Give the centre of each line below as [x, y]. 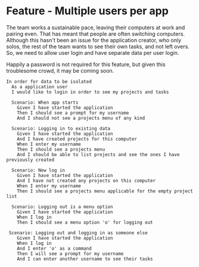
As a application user [40, 87]
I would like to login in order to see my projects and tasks [90, 92]
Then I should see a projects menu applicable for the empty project [105, 191]
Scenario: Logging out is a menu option [62, 207]
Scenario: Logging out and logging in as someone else [78, 233]
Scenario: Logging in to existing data [61, 128]
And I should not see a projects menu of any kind [81, 118]
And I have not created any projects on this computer [86, 181]
